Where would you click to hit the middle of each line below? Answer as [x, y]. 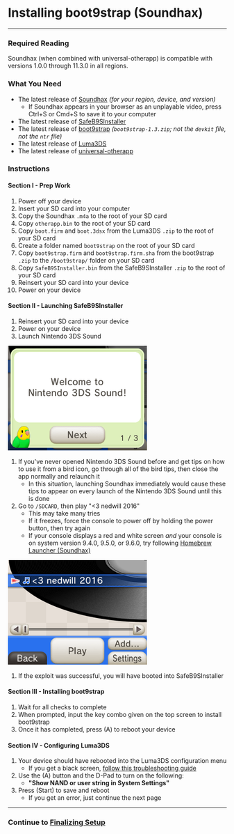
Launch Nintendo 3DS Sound [59, 336]
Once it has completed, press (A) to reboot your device [97, 729]
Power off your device [50, 201]
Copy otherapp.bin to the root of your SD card [84, 223]
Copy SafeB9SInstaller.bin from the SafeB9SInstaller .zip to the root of [122, 268]
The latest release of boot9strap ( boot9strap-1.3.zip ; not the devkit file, [122, 129]
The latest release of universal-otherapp [76, 150]
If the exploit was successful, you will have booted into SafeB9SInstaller [121, 675]
